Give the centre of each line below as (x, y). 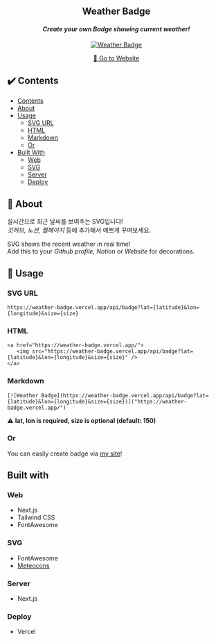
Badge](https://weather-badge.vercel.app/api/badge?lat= (125, 395)
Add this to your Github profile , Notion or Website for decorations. (101, 251)
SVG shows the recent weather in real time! (69, 244)
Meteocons (33, 565)
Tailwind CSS (36, 517)
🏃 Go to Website (116, 58)
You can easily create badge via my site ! (65, 453)
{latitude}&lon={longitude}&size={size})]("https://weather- (97, 401)
